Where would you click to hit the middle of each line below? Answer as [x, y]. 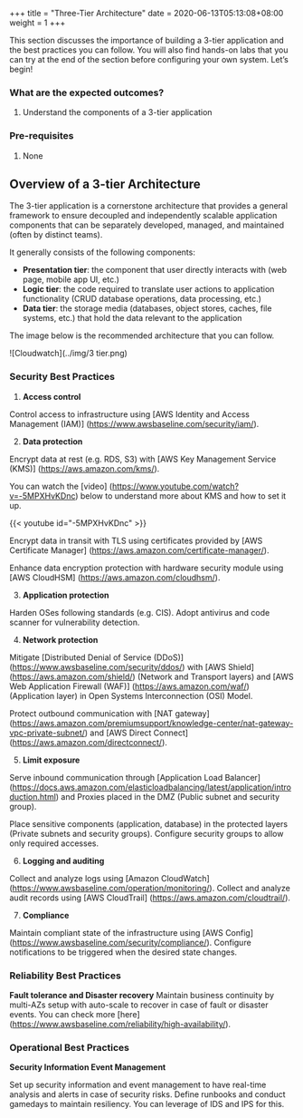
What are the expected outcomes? [87, 92]
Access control [52, 396]
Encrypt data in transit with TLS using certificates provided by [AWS [136, 540]
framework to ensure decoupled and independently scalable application [143, 216]
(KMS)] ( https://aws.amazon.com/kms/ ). [85, 468]
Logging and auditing [63, 860]
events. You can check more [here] [75, 1014]
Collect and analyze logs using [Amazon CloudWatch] [109, 878]
